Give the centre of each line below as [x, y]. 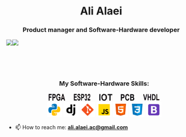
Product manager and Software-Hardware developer [101, 30]
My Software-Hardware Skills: [104, 84]
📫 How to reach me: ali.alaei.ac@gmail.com [71, 127]
